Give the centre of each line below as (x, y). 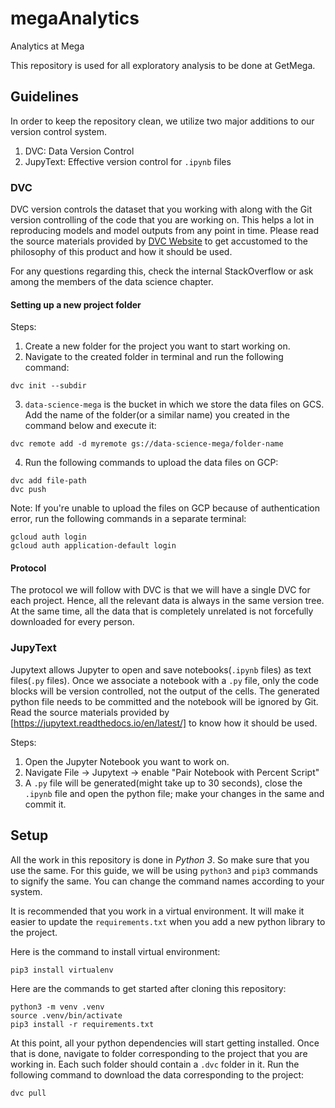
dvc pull (28, 1093)
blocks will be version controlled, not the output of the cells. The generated (165, 691)
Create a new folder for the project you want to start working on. (157, 346)
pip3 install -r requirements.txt (82, 1024)
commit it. (45, 804)
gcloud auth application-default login (93, 546)
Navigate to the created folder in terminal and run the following (154, 357)
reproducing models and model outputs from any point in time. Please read (165, 231)
